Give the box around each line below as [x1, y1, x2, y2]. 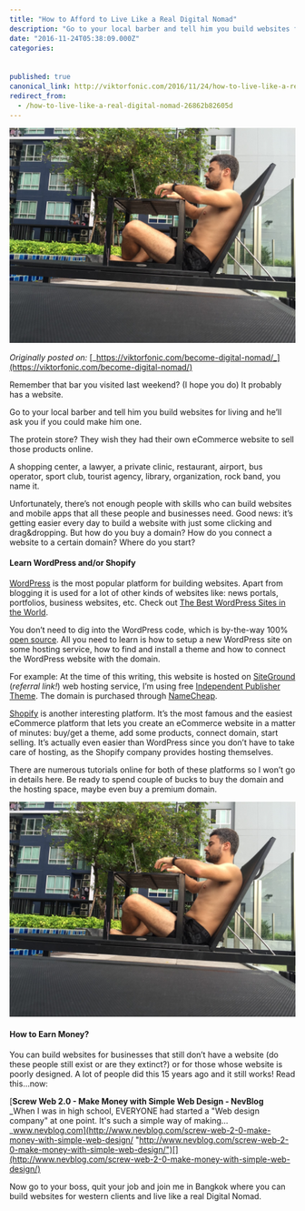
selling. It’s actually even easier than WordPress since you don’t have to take [9, 737, 295, 748]
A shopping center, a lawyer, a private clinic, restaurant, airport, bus [9, 460, 263, 472]
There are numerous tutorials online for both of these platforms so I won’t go [9, 764, 296, 775]
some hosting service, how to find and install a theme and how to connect [9, 643, 286, 654]
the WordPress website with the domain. [9, 653, 161, 664]
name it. [9, 480, 40, 491]
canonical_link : [9, 82, 71, 91]
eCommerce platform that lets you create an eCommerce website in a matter [9, 717, 296, 728]
